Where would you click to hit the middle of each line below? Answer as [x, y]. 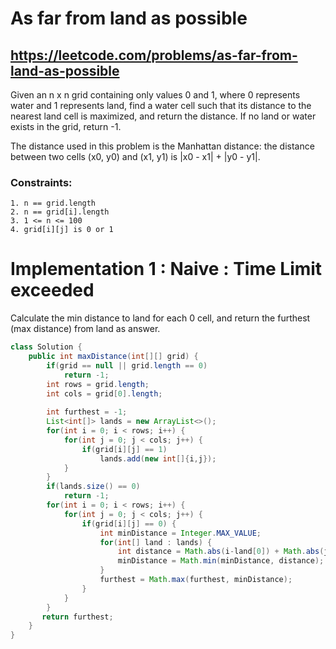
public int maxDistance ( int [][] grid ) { [113, 357]
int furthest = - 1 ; [87, 412]
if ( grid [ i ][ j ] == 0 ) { [129, 523]
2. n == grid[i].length [60, 212]
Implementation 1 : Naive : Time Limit [166, 269]
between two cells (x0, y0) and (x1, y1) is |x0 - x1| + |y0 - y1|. [135, 156]
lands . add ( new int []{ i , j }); [158, 458]
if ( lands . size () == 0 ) [93, 487]
